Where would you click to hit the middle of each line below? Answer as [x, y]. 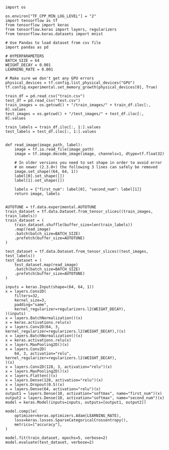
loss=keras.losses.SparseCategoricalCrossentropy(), [71, 420]
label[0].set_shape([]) [40, 176]
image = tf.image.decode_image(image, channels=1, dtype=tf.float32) [90, 154]
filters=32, [27, 296]
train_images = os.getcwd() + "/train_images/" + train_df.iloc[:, [78, 105]
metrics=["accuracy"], [38, 425]
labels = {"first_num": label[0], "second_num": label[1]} [78, 189]
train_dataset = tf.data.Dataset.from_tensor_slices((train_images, [79, 212]
